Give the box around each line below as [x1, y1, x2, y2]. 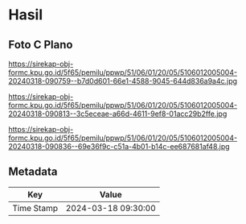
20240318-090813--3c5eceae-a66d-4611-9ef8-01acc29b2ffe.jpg [8, 109, 228, 118]
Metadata [8, 165, 58, 179]
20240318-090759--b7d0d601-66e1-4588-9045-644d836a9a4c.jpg [8, 77, 238, 85]
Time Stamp [12, 202, 59, 214]
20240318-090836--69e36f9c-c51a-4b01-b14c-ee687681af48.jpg [8, 142, 231, 151]
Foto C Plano [8, 38, 73, 52]
